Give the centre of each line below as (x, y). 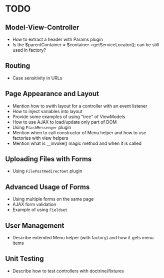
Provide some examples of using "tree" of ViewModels (69, 117)
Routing (18, 66)
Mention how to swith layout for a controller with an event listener (80, 106)
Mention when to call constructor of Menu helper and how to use (79, 132)
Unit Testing (24, 259)
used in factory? (29, 50)
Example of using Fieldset (40, 210)
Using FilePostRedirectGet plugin (47, 171)
